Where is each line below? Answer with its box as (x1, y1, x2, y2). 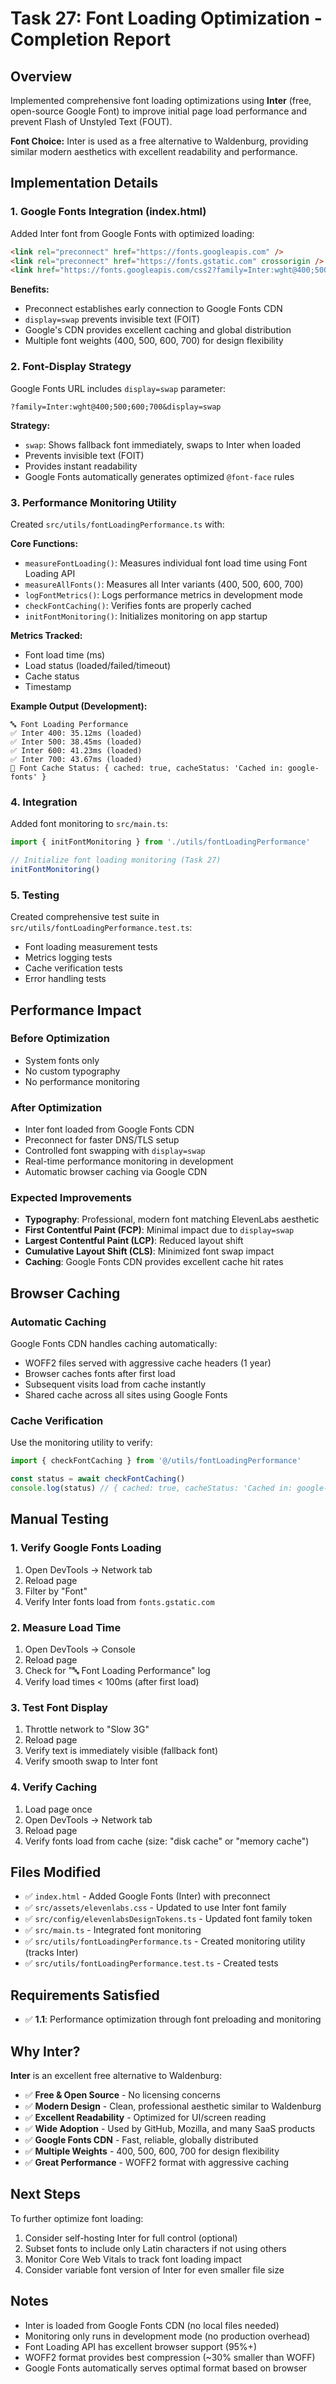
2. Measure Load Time (10, 1620, 122, 1634)
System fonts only (24, 1054, 100, 1066)
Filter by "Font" (24, 1585, 88, 1597)
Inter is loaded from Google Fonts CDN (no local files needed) (24, 2319, 280, 2331)
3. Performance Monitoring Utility (10, 495, 177, 509)
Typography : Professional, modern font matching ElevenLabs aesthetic (24, 1213, 320, 1226)
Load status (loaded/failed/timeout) (24, 659, 172, 671)
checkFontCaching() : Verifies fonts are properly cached (24, 599, 252, 611)
